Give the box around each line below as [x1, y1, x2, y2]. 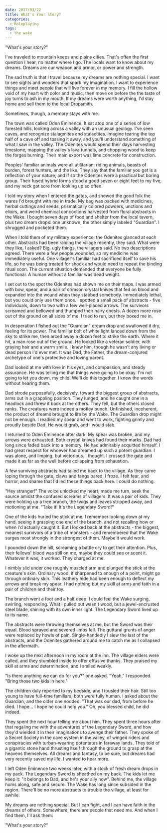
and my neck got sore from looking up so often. [5, 183, 103, 189]
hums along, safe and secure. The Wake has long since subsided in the [5, 781, 152, 787]
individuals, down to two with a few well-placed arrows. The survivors [5, 302, 149, 308]
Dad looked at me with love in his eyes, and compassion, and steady [5, 364, 146, 370]
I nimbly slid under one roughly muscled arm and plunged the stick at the [5, 565, 156, 570]
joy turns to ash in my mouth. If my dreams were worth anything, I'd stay [5, 95, 154, 101]
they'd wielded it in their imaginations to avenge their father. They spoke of [5, 729, 159, 735]
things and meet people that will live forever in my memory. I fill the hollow [5, 85, 158, 90]
